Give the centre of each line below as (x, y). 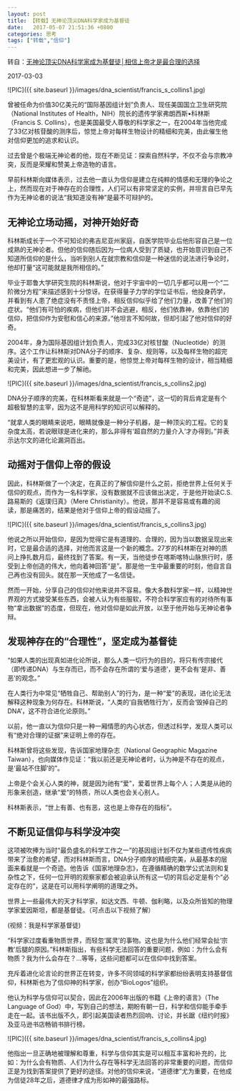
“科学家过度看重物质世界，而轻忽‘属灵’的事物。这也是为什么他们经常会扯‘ (115, 940)
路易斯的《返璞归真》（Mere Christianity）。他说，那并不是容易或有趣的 (111, 501)
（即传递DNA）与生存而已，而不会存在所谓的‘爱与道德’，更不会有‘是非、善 (117, 669)
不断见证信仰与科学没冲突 (64, 831)
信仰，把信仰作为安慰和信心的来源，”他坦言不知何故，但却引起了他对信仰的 (117, 318)
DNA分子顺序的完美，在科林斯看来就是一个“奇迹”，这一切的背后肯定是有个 (117, 398)
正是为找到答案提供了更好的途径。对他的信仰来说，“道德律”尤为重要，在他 (117, 1071)
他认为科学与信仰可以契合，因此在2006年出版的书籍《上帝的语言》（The (113, 997)
